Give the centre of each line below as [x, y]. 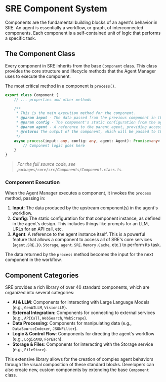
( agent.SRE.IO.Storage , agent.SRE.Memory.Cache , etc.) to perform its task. [86, 245]
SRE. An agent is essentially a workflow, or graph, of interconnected [74, 27]
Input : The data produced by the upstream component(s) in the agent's [85, 208]
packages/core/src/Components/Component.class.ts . [70, 170]
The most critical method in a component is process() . [61, 86]
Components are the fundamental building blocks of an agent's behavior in [81, 22]
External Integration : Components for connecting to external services [83, 313]
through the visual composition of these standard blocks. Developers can [80, 365]
